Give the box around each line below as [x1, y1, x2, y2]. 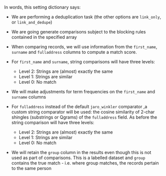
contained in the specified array [11, 34, 77, 40]
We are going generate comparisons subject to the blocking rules [11, 29, 146, 34]
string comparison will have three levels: [11, 120, 95, 125]
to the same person [11, 166, 52, 171]
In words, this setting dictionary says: [4, 4, 81, 10]
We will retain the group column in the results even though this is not [11, 150, 152, 155]
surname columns [11, 94, 46, 100]
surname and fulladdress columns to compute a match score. [11, 49, 137, 55]
